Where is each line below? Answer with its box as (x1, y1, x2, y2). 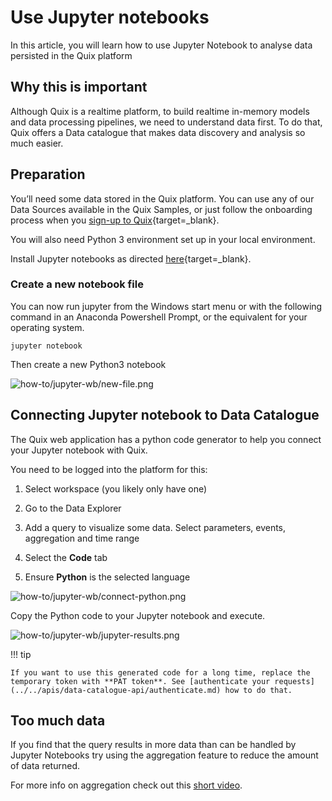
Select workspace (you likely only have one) (24, 482, 208, 495)
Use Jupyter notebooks (10, 6, 210, 29)
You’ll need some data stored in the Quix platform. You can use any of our (10, 192, 315, 205)
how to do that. (224, 685, 293, 695)
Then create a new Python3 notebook (10, 358, 167, 370)
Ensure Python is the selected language (24, 571, 191, 583)
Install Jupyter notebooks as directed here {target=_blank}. (10, 252, 252, 265)
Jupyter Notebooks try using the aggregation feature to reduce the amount (10, 749, 319, 761)
